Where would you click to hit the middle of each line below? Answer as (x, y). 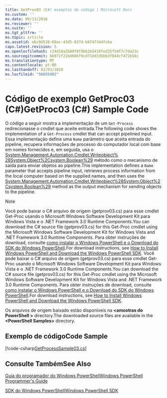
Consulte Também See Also (48, 364)
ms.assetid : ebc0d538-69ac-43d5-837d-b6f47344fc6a (59, 42)
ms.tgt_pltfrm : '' (24, 33)
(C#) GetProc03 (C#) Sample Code (77, 109)
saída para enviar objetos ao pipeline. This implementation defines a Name (79, 165)
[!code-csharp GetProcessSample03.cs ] (46, 348)
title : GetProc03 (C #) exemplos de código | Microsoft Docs (69, 10)
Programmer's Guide (27, 381)
